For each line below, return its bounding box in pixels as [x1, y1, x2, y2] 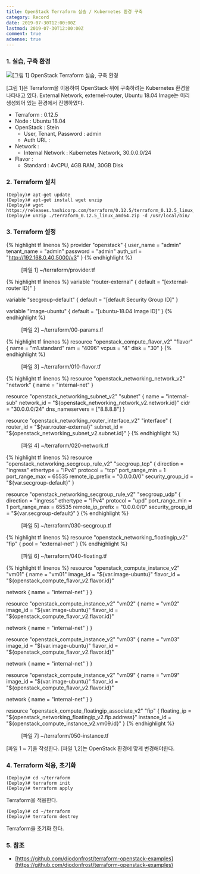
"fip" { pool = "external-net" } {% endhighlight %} [6, 540, 128, 547]
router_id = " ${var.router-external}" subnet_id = [6, 423, 123, 430]
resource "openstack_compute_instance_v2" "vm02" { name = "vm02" [6, 600, 180, 607]
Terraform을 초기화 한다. [6, 825, 64, 832]
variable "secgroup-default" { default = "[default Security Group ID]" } [6, 296, 179, 303]
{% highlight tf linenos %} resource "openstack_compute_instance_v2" [6, 564, 180, 572]
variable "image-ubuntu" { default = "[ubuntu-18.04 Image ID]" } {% [6, 307, 173, 314]
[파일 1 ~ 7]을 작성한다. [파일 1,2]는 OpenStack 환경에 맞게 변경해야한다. [6, 745, 175, 752]
